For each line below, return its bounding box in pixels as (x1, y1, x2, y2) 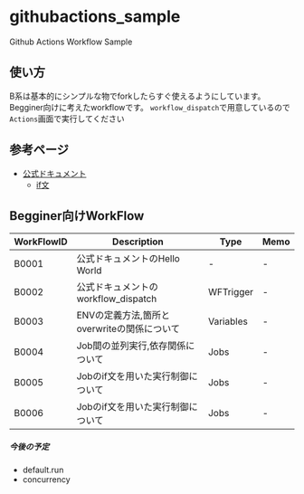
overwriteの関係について (76, 323, 181, 336)
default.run (22, 464, 64, 476)
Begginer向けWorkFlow (9, 208, 145, 223)
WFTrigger (207, 286, 254, 299)
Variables (207, 315, 249, 328)
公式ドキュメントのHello (76, 252, 181, 265)
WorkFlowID (14, 235, 68, 248)
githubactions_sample (9, 6, 181, 27)
